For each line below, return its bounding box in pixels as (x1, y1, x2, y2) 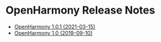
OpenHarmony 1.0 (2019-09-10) (14, 29, 93, 36)
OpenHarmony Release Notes (5, 4, 156, 17)
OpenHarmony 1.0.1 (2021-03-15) (14, 23, 96, 30)
